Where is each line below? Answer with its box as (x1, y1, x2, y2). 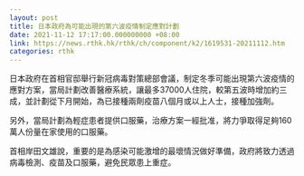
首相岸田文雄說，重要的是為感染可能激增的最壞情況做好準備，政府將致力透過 (9, 146, 295, 157)
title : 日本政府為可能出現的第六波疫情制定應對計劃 (9, 22, 179, 31)
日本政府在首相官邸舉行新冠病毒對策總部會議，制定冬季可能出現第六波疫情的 (9, 73, 295, 84)
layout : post (9, 13, 59, 23)
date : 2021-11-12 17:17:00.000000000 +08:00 (9, 30, 180, 39)
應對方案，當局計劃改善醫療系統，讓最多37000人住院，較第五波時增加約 (9, 84, 280, 95)
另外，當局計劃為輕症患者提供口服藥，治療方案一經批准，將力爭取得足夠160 (9, 115, 292, 126)
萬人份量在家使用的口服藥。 (9, 126, 113, 137)
